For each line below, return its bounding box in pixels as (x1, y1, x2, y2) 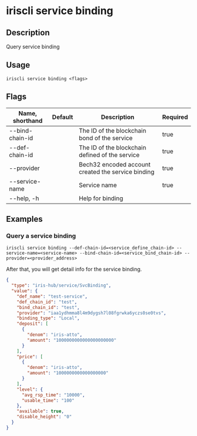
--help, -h (9, 194, 39, 202)
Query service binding (6, 43, 60, 50)
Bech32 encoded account (79, 160, 151, 168)
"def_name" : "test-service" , (16, 293, 88, 299)
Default (52, 113, 73, 121)
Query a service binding (6, 231, 76, 239)
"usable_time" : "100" (21, 397, 75, 404)
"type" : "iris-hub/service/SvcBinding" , (11, 282, 111, 289)
